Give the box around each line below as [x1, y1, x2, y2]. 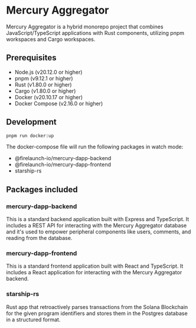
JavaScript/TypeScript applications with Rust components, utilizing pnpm [6, 29, 185, 36]
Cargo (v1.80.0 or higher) [14, 87, 76, 95]
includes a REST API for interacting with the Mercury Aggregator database [6, 222, 187, 229]
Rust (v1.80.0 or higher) [14, 81, 72, 88]
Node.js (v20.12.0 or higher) [14, 69, 83, 76]
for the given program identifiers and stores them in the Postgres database [6, 310, 188, 317]
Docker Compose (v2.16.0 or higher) [14, 100, 103, 107]
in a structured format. [6, 316, 61, 323]
